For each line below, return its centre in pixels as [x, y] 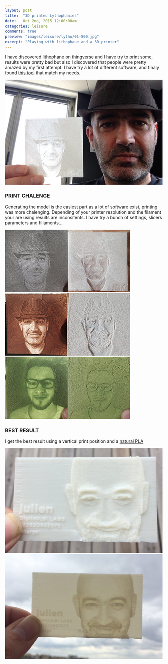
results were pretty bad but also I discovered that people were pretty [76, 62]
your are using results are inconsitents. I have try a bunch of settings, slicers [84, 217]
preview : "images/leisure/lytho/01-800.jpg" [52, 37]
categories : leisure [27, 26]
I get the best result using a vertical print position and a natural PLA [74, 441]
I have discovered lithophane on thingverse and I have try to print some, [79, 57]
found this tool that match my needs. [43, 73]
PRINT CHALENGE [28, 196]
